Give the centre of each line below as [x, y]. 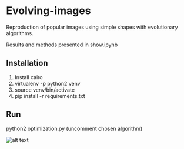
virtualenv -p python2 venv [47, 83]
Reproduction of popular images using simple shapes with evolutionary [92, 27]
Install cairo [29, 77]
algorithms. [20, 33]
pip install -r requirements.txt [50, 96]
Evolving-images [48, 11]
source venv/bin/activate [45, 90]
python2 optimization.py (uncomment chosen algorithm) [74, 128]
